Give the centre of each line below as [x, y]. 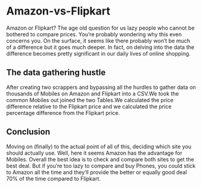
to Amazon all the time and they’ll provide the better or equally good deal [97, 172]
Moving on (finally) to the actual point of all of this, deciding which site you [99, 146]
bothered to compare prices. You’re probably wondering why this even [94, 34]
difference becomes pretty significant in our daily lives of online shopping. [99, 53]
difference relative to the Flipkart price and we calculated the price [89, 106]
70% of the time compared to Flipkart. [54, 178]
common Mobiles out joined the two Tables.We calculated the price [90, 100]
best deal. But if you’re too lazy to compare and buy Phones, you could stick [101, 166]
